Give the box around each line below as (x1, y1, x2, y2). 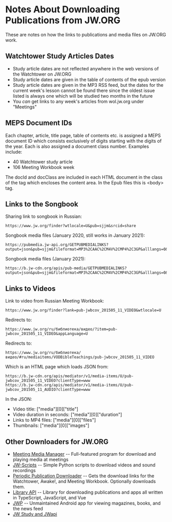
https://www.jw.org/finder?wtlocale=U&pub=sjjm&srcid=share (5, 223, 137, 229)
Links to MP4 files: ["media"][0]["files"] (12, 417, 96, 423)
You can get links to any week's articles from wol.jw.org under (12, 98, 144, 104)
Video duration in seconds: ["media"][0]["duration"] (12, 412, 122, 418)
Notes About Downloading (5, 4, 120, 15)
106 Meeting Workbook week (12, 164, 75, 170)
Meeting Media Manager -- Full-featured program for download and (12, 451, 156, 457)
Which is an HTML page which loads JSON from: (5, 364, 109, 370)
